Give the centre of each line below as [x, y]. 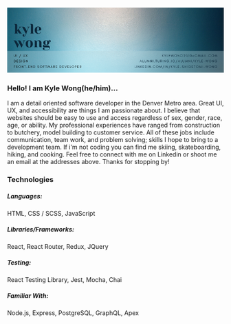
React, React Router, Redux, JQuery [58, 247]
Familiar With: [28, 295]
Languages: [25, 196]
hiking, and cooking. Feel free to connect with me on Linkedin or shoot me [112, 154]
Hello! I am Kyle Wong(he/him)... [63, 88]
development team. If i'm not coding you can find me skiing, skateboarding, [114, 147]
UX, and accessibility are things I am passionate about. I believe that [104, 110]
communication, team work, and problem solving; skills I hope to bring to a [113, 140]
